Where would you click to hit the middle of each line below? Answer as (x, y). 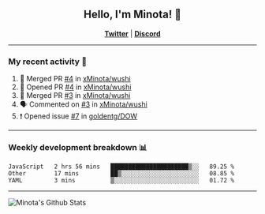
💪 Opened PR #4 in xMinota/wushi (75, 87)
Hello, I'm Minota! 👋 (132, 15)
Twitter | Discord (132, 33)
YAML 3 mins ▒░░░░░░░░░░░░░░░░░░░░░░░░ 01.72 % (121, 181)
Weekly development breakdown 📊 (78, 148)
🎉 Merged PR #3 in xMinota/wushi (75, 96)
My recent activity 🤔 (48, 62)
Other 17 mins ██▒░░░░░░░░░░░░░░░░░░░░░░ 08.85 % (121, 174)
